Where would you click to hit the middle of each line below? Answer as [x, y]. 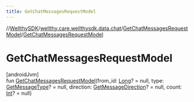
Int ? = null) [19, 93]
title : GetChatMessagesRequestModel [51, 11]
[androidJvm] [23, 74]
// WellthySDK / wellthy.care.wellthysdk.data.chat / [65, 28]
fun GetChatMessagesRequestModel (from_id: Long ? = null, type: [85, 80]
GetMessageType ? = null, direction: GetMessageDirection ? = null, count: [94, 87]
